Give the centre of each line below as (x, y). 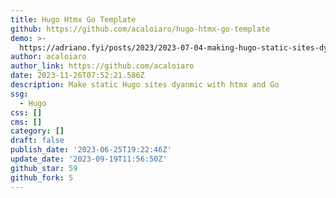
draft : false (37, 141)
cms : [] (26, 122)
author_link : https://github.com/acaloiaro (102, 66)
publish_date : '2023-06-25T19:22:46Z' (91, 150)
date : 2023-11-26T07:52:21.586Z (77, 76)
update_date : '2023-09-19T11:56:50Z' (89, 159)
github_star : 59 (44, 168)
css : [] (26, 112)
